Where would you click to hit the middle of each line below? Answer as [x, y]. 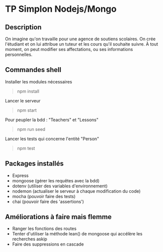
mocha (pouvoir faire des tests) [44, 196]
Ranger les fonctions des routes [44, 228]
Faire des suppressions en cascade [48, 244]
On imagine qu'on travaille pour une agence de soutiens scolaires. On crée [80, 39]
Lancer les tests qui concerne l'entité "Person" [52, 139]
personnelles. [19, 54]
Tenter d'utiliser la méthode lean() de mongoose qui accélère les [77, 234]
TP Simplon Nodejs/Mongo [61, 9]
